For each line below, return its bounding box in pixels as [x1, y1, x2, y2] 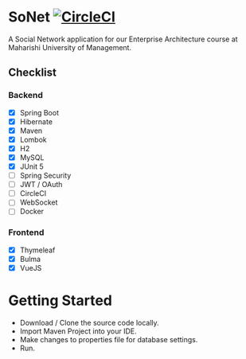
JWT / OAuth [19, 180, 63, 189]
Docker [19, 207, 45, 217]
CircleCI [19, 189, 46, 198]
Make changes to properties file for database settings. [19, 334, 198, 344]
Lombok [19, 135, 48, 144]
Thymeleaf [19, 245, 56, 255]
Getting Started [8, 291, 113, 310]
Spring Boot [19, 107, 60, 117]
